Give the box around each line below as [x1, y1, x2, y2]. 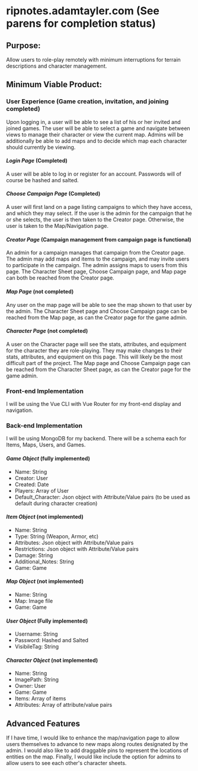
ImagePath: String [14, 676, 59, 683]
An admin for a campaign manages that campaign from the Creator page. [6, 249, 186, 256]
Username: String [14, 630, 58, 637]
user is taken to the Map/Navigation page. [6, 223, 108, 230]
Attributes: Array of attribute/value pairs [14, 702, 113, 709]
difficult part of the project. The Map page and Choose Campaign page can [6, 359, 191, 366]
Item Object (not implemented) [6, 513, 84, 521]
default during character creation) [14, 500, 98, 507]
